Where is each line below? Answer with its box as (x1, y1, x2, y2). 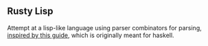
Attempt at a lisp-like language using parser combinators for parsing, (7, 23, 202, 32)
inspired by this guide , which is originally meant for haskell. (7, 31, 174, 39)
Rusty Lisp (7, 5, 54, 17)
